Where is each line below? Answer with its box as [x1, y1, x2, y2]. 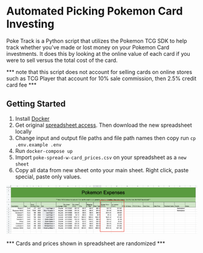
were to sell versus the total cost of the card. [6, 56, 118, 64]
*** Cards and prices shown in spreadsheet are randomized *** [6, 240, 165, 247]
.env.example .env [15, 141, 62, 148]
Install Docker [15, 115, 50, 122]
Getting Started [6, 99, 66, 109]
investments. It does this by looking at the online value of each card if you [6, 50, 191, 57]
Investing [6, 17, 55, 31]
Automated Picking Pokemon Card [6, 4, 183, 18]
